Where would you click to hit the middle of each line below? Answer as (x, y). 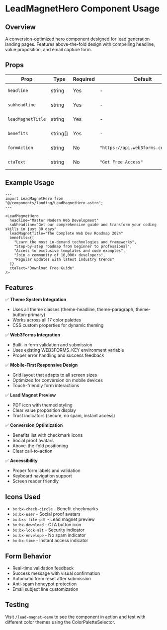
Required (84, 79)
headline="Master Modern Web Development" (54, 220)
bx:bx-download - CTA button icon (47, 525)
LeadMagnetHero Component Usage (83, 9)
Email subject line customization (45, 589)
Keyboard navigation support (42, 476)
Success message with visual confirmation (56, 573)
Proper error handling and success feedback (58, 355)
